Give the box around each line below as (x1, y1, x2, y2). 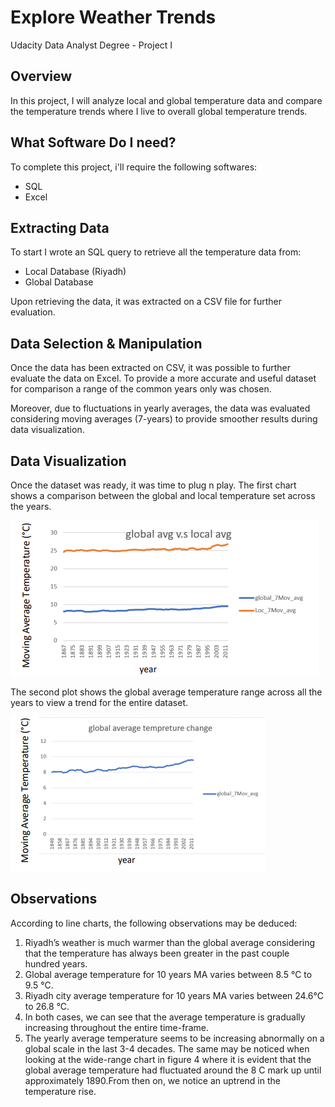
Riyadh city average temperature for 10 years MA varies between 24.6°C (24, 989, 324, 1001)
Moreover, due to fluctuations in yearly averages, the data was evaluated (10, 402, 311, 415)
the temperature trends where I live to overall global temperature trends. (10, 105, 308, 117)
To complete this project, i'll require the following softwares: (10, 161, 258, 173)
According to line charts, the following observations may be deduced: (10, 917, 298, 929)
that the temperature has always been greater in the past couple (24, 947, 290, 959)
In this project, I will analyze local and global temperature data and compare (10, 94, 323, 106)
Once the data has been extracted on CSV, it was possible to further (10, 362, 291, 374)
